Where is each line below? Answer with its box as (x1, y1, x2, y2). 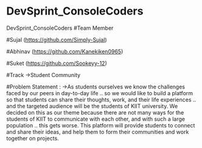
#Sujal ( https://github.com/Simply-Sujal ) (6, 36, 108, 43)
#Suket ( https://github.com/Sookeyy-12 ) (6, 59, 108, 67)
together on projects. (6, 135, 59, 142)
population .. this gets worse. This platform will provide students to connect (6, 121, 195, 129)
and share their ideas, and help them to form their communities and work (6, 128, 189, 135)
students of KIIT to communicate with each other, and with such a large (6, 115, 186, 123)
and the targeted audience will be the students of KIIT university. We (6, 102, 178, 110)
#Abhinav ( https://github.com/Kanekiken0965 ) (6, 47, 124, 55)
